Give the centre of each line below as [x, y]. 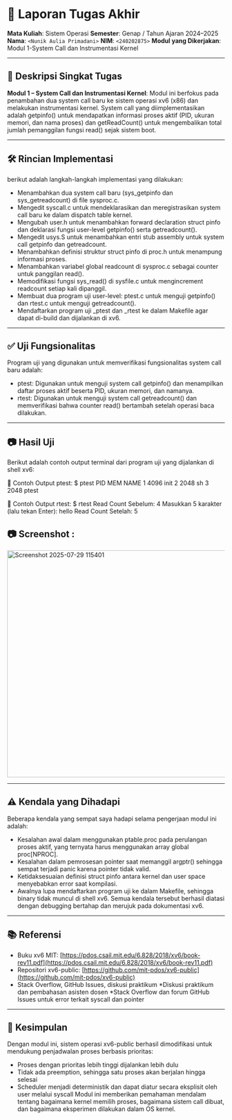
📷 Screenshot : [41, 534]
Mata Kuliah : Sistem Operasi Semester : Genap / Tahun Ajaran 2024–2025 [113, 33]
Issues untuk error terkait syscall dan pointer [81, 999]
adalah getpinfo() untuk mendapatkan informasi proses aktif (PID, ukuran [111, 115]
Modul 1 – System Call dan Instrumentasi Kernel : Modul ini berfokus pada [113, 93]
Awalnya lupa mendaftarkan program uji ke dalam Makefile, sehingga [115, 891]
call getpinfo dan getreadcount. [62, 244]
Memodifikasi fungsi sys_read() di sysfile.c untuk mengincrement [110, 281]
